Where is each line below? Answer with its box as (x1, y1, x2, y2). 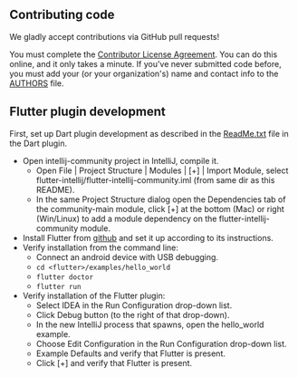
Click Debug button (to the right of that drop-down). (35, 309, 230, 320)
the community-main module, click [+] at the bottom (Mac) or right (35, 203, 285, 214)
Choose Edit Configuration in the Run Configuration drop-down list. (35, 338, 287, 349)
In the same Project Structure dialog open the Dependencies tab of (35, 194, 286, 205)
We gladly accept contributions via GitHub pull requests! (9, 31, 220, 42)
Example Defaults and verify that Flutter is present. (35, 348, 226, 359)
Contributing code (9, 7, 115, 23)
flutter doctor (35, 272, 93, 282)
